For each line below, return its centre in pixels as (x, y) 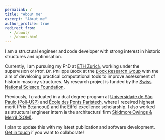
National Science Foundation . (35, 87)
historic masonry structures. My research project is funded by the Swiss (78, 81)
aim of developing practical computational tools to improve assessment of (80, 76)
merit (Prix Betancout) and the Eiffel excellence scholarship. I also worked (80, 107)
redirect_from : (21, 28)
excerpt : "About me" (26, 19)
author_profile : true (27, 23)
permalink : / (18, 10)
